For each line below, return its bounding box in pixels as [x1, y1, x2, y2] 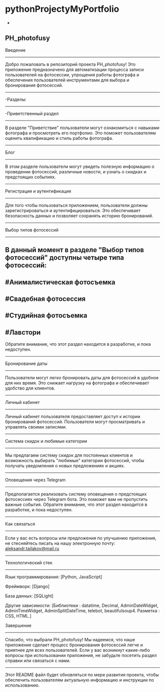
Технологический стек [5, 560, 53, 566]
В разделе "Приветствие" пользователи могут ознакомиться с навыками [5, 125, 160, 131]
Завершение [5, 623, 32, 628]
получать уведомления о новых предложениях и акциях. [5, 463, 125, 469]
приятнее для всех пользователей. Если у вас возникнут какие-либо [5, 647, 150, 653]
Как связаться [5, 521, 35, 527]
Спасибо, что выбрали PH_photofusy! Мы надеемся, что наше [5, 637, 136, 643]
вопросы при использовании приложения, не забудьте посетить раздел [5, 653, 157, 659]
